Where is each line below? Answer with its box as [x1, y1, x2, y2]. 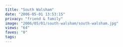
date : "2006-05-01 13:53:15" [5, 12, 65, 17]
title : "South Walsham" [5, 7, 55, 12]
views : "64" [5, 25, 30, 30]
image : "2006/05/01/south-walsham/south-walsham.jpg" [5, 21, 119, 26]
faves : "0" [5, 30, 28, 35]
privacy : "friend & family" [5, 16, 63, 21]
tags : [5, 35, 16, 40]
